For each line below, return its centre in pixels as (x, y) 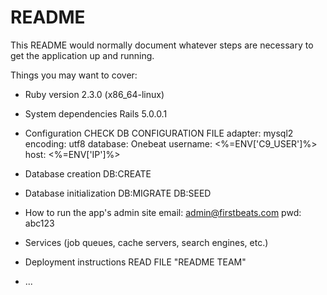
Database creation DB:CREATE (88, 173)
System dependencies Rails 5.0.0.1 (96, 113)
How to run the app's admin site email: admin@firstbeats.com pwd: (163, 212)
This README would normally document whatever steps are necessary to (162, 45)
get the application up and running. (82, 55)
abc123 (39, 223)
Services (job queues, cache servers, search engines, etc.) (146, 242)
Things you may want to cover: (74, 75)
